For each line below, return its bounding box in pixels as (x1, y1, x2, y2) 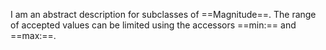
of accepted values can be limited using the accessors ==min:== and (10, 19, 297, 31)
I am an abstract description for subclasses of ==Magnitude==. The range (10, 9, 317, 20)
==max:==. (10, 30, 57, 41)
